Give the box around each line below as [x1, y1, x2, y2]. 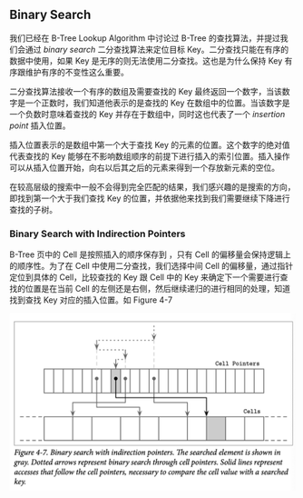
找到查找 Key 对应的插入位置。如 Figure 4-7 [9, 294, 173, 305]
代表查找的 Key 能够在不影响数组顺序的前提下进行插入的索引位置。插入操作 [9, 150, 290, 162]
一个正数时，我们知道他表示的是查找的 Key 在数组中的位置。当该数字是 [24, 97, 290, 108]
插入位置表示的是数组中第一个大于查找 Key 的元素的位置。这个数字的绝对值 [9, 139, 290, 150]
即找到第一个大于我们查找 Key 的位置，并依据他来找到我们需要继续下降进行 [9, 193, 290, 204]
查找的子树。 [9, 204, 57, 214]
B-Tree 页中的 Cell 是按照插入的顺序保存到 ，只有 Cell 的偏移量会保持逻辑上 [9, 249, 292, 260]
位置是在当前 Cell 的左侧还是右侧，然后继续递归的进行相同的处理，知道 [24, 284, 291, 294]
